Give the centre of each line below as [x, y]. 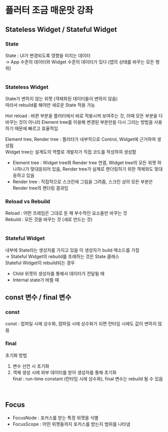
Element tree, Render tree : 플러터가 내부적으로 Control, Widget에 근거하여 [80, 139]
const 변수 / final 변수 [38, 297]
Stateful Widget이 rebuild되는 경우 [40, 263]
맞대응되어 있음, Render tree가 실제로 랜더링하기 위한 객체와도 [92, 169]
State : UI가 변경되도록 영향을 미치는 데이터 [48, 55]
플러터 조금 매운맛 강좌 [49, 10]
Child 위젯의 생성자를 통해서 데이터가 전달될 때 [58, 273]
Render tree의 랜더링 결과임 [40, 188]
